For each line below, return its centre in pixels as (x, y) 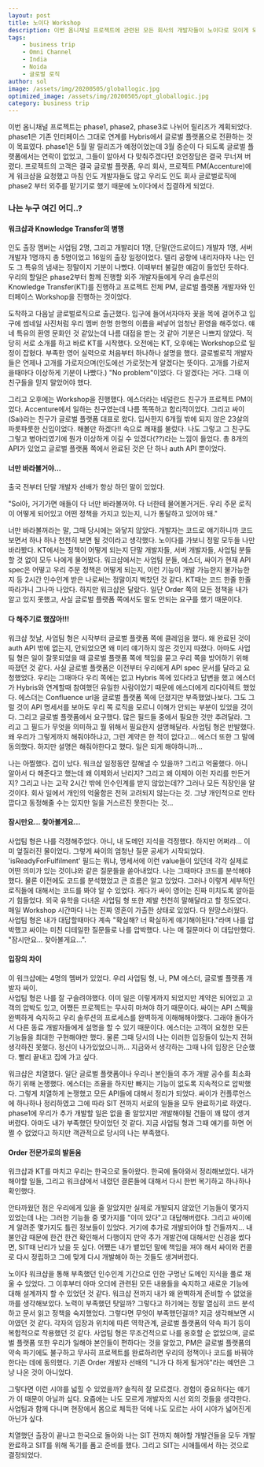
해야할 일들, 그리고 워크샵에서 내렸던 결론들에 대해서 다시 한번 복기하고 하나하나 (130, 1181)
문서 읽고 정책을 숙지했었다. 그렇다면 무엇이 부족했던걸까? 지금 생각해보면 (134, 1313)
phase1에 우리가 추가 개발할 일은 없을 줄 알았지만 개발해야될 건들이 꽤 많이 (122, 1113)
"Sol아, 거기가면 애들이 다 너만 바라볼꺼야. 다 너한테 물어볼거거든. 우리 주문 (123, 504)
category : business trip (49, 103)
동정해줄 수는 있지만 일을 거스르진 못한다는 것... (101, 802)
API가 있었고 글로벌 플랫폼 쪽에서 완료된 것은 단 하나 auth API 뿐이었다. (117, 449)
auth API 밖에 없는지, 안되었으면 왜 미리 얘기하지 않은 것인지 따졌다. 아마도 (122, 648)
